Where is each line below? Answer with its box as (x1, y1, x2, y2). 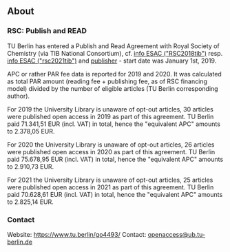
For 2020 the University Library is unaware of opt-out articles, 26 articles (7, 140, 215, 149)
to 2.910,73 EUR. (7, 162, 54, 171)
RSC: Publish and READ (7, 26, 87, 36)
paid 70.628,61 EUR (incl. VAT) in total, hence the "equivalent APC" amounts (7, 190, 223, 198)
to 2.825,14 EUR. (7, 198, 54, 206)
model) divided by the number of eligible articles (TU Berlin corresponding (7, 84, 218, 92)
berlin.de (7, 238, 33, 246)
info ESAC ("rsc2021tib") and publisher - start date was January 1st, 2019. (7, 56, 217, 65)
